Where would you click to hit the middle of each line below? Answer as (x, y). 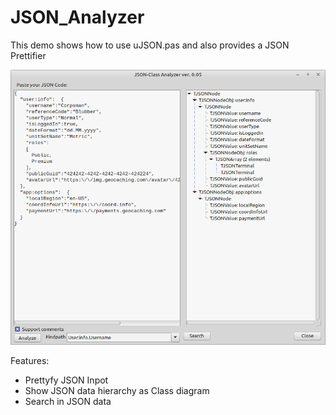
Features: (30, 361)
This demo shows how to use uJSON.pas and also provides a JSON (150, 45)
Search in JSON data (68, 402)
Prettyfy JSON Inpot (66, 380)
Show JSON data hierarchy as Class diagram (117, 391)
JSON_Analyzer (77, 17)
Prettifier (28, 55)
